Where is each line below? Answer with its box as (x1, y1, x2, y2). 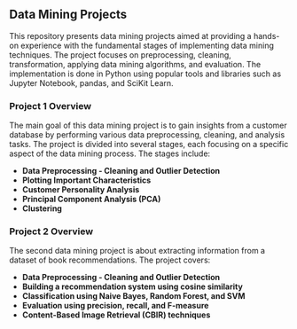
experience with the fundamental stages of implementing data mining (20, 40, 275, 51)
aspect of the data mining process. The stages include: (9, 148, 211, 159)
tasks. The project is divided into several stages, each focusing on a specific (9, 139, 289, 150)
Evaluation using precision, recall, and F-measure (21, 301, 209, 311)
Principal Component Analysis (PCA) (21, 194, 161, 205)
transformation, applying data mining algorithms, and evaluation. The (9, 59, 262, 69)
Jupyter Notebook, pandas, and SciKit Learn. (9, 77, 175, 88)
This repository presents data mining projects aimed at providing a (9, 30, 252, 41)
